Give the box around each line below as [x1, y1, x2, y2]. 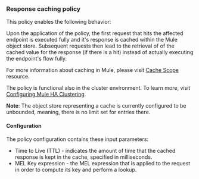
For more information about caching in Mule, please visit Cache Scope [6, 67, 179, 74]
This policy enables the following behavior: [6, 18, 111, 26]
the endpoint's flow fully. [6, 55, 67, 62]
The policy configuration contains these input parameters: [6, 136, 149, 143]
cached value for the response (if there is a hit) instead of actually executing [6, 49, 194, 56]
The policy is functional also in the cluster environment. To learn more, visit [6, 84, 191, 92]
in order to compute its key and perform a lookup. [14, 166, 137, 173]
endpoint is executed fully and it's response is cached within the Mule [6, 36, 178, 43]
